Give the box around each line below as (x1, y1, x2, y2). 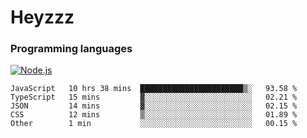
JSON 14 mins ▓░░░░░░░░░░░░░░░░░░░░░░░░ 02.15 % (10, 101, 298, 111)
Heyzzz (10, 6, 75, 29)
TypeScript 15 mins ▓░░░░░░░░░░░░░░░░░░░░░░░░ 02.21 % (10, 92, 298, 103)
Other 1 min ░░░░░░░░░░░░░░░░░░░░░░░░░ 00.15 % (10, 119, 298, 129)
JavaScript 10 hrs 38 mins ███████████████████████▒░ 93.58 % (10, 84, 298, 94)
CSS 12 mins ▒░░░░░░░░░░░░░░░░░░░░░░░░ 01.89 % (10, 110, 298, 120)
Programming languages (10, 42, 133, 56)
